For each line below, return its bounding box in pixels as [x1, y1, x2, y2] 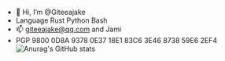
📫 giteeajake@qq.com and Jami [15, 24, 122, 34]
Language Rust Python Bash [15, 16, 108, 25]
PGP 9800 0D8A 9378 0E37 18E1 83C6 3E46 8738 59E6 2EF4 [15, 36, 218, 45]
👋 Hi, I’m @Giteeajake [15, 8, 86, 16]
